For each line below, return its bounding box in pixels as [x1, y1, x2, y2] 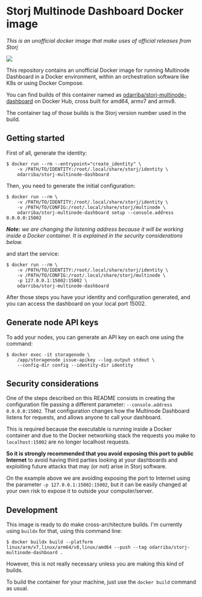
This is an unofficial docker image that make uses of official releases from [6, 37, 192, 44]
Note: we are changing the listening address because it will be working [6, 225, 184, 233]
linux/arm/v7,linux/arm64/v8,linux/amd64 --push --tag [6, 544, 147, 550]
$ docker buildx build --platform [6, 539, 93, 545]
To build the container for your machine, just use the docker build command [6, 578, 197, 586]
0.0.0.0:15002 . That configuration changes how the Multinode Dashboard [6, 407, 190, 415]
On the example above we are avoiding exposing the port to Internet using [6, 474, 191, 482]
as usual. [6, 585, 29, 592]
